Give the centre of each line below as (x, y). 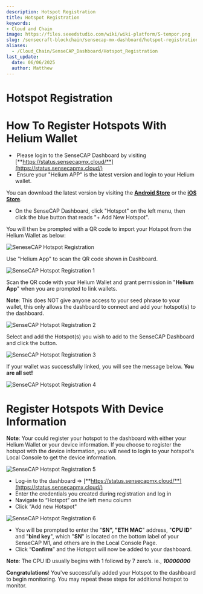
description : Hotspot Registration (51, 12)
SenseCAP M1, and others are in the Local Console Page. (86, 543)
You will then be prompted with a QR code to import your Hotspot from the (99, 229)
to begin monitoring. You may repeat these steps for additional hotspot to (97, 579)
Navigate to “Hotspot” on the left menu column (73, 500)
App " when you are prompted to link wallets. (62, 288)
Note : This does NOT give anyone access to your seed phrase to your (93, 300)
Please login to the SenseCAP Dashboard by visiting (81, 155)
